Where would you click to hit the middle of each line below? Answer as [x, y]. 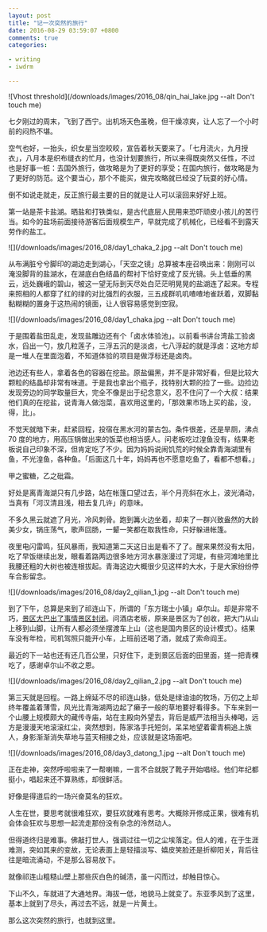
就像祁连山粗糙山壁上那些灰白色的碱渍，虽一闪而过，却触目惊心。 [116, 876]
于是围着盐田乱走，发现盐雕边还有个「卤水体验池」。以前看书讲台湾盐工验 [128, 335]
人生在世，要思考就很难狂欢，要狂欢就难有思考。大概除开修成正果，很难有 [130, 813]
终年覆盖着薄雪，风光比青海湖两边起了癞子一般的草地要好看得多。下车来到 [130, 707]
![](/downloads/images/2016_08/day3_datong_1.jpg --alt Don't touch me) [127, 752]
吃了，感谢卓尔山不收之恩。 [54, 665]
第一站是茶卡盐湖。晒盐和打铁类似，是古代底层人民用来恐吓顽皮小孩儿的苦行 [133, 211]
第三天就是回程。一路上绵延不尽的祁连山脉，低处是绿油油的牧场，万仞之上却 [133, 697]
